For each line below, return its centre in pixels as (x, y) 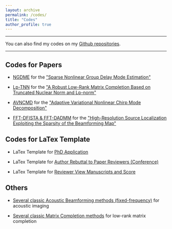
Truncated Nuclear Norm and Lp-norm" (54, 92)
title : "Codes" (21, 20)
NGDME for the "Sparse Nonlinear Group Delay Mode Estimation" (82, 77)
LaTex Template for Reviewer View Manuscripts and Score (74, 171)
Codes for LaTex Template (48, 139)
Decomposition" (30, 108)
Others (17, 188)
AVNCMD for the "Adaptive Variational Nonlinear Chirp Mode (77, 103)
